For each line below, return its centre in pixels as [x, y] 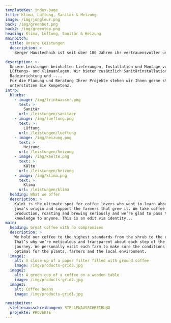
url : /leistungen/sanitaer [47, 114]
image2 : [18, 271]
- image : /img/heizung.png [43, 138]
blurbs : [18, 95]
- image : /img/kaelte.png [42, 157]
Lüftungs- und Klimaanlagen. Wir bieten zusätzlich [66, 71]
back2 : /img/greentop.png [33, 29]
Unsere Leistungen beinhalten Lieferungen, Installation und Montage [85, 67]
